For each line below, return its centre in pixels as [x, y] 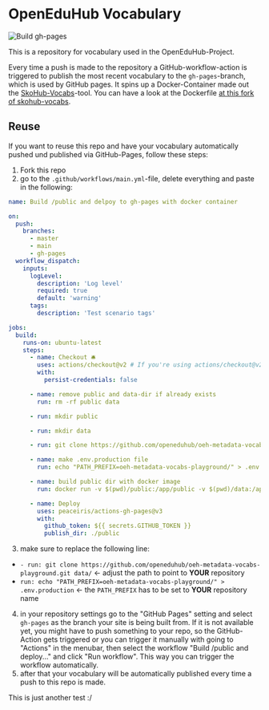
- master [44, 239]
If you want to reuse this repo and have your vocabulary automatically [123, 146]
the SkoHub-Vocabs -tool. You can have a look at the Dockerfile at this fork [131, 92]
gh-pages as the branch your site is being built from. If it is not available [137, 623]
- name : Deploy [55, 503]
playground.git [45, 574]
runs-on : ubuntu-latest [62, 343]
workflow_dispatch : [48, 261]
